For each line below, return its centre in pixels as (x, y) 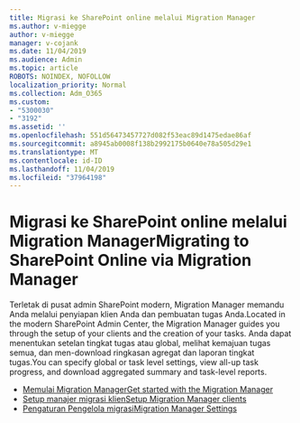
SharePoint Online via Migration (131, 261)
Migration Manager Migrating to (129, 241)
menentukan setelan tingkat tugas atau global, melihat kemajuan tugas (140, 343)
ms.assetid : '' (38, 127)
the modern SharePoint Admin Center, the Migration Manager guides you (145, 324)
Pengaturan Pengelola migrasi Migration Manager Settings (129, 409)
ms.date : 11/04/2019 (48, 52)
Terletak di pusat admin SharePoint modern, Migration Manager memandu (147, 305)
